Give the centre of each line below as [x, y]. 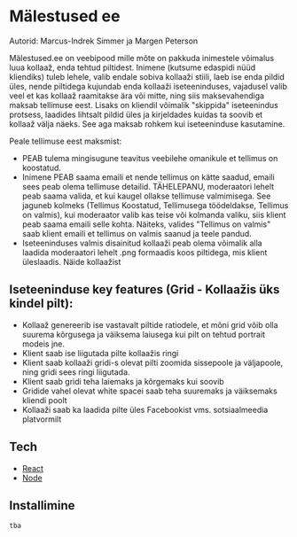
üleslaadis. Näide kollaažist [71, 261]
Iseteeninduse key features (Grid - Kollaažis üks [145, 290]
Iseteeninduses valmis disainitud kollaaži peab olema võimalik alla [142, 243]
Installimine [42, 506]
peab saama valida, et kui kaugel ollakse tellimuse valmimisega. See [146, 196]
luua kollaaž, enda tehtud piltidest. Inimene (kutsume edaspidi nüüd [132, 67]
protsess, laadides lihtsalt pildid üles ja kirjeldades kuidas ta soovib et [136, 114]
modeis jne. [43, 344]
